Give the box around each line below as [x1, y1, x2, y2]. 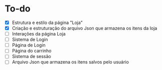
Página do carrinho [12, 48, 52, 54]
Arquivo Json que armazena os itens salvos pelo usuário [12, 59, 129, 65]
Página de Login [12, 42, 46, 48]
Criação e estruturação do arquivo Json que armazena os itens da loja [12, 25, 157, 31]
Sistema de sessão [12, 53, 51, 59]
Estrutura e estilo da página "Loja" [12, 19, 83, 25]
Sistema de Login [12, 36, 48, 42]
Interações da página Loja [12, 31, 66, 37]
